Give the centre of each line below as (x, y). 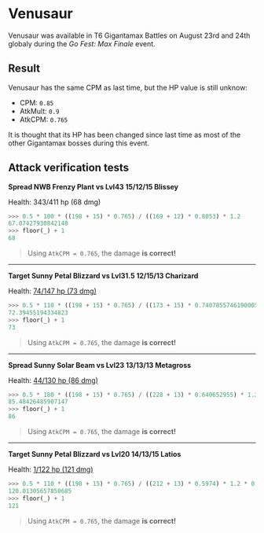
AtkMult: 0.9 (40, 111)
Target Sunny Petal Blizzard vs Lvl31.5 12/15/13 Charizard (103, 276)
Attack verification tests (69, 168)
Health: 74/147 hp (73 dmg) (52, 291)
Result (24, 69)
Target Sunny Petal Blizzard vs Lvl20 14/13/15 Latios (95, 454)
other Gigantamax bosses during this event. (79, 143)
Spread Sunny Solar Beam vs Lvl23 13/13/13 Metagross (100, 365)
